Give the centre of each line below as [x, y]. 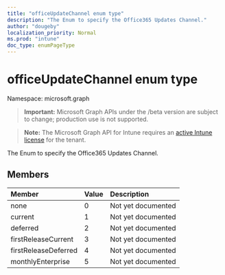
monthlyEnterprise [40, 261]
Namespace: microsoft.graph [48, 98]
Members [28, 175]
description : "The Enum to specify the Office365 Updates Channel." [107, 20]
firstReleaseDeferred [44, 250]
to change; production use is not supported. [86, 119]
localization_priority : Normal [52, 33]
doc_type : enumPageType [41, 45]
